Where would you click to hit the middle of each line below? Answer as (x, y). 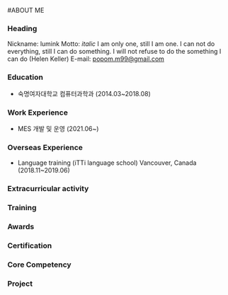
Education (25, 77)
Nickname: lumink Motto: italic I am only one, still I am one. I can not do (111, 44)
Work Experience (38, 112)
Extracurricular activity (48, 189)
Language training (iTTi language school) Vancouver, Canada (107, 163)
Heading (22, 28)
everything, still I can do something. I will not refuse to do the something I (114, 52)
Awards (21, 226)
